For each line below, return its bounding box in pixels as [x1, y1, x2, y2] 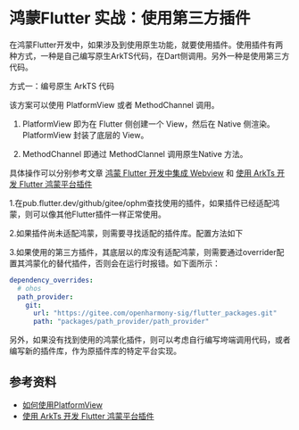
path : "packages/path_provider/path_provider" [32, 318, 210, 327]
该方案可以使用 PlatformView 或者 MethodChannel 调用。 [9, 99, 220, 110]
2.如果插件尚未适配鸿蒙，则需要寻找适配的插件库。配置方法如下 [9, 227, 244, 238]
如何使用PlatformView [21, 400, 103, 410]
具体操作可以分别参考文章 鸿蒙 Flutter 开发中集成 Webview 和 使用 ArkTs [9, 167, 275, 178]
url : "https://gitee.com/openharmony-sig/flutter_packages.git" [32, 309, 278, 318]
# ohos [17, 284, 42, 293]
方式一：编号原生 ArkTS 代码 [9, 80, 114, 91]
